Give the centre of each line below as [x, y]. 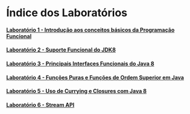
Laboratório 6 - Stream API [40, 104]
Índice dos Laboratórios [67, 13]
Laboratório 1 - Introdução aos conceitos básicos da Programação [90, 29]
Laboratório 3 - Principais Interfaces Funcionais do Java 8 [81, 64]
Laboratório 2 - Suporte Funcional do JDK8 [61, 50]
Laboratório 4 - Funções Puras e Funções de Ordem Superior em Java [95, 77]
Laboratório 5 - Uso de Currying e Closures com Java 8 [76, 91]
